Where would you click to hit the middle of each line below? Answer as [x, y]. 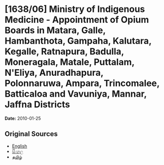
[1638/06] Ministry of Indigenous [75, 9]
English [19, 146]
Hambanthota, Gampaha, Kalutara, [78, 41]
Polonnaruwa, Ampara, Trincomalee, [82, 83]
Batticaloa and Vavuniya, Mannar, [76, 94]
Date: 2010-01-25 [23, 118]
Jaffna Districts [37, 104]
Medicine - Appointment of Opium [77, 20]
